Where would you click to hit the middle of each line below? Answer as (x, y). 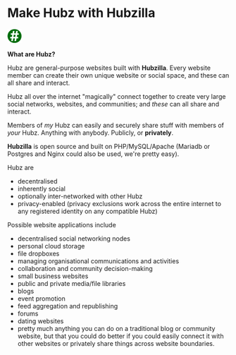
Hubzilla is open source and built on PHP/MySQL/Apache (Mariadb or (108, 146)
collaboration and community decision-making (85, 268)
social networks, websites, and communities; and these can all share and (113, 104)
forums (28, 313)
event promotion (41, 299)
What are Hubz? (31, 54)
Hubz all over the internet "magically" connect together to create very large (117, 96)
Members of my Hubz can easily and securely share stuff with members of (116, 125)
